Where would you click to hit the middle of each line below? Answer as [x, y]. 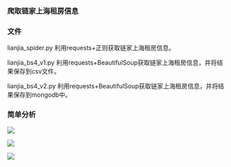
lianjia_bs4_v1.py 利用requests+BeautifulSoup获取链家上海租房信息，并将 [112, 63]
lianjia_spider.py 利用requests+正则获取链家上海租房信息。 [91, 48]
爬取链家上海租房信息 [43, 10]
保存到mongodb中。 [42, 95]
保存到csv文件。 [37, 72]
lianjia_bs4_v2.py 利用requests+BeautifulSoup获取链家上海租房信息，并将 [113, 86]
